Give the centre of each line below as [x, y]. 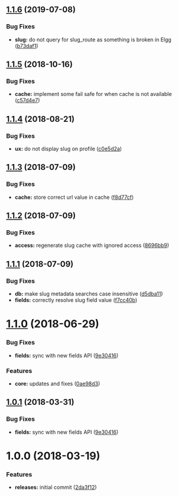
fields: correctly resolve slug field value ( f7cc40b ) [76, 300]
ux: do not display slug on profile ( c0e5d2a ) [68, 149]
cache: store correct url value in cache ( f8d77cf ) [74, 197]
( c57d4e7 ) [27, 101]
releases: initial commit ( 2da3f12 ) [56, 487]
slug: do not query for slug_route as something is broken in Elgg [93, 39]
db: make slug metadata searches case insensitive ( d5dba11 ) [89, 294]
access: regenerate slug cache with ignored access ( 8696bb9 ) [92, 246]
